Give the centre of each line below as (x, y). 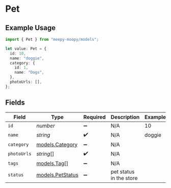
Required (94, 117)
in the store (124, 178)
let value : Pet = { (26, 49)
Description (125, 117)
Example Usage (31, 28)
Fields (15, 103)
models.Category (57, 145)
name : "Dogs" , (29, 73)
